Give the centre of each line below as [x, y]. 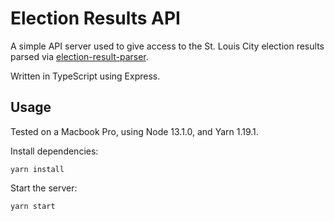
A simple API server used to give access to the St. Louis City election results [167, 46]
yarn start [33, 206]
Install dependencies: [54, 151]
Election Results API [95, 18]
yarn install [37, 169]
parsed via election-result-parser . [79, 56]
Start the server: [44, 188]
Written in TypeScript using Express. [85, 76]
